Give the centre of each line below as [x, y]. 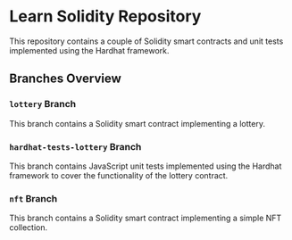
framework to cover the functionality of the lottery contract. [119, 175]
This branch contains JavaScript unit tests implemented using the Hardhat [146, 166]
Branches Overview [66, 79]
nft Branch [33, 198]
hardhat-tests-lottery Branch [75, 146]
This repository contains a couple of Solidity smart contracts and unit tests [146, 41]
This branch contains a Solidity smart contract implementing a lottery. [138, 123]
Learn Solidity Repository [105, 17]
